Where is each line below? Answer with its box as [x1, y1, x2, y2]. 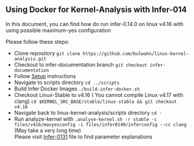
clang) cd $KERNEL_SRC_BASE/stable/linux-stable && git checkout [14, 98, 177, 105]
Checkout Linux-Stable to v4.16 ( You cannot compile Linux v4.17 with [14, 91, 184, 98]
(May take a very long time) [14, 126, 81, 134]
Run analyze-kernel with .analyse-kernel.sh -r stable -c [14, 115, 157, 122]
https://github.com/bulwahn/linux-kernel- [82, 50, 189, 57]
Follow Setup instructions [14, 72, 76, 79]
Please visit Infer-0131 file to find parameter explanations [14, 133, 153, 140]
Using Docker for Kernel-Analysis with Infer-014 [5, 5, 187, 15]
